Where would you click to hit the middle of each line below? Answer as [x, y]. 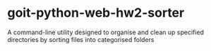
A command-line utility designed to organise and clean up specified [106, 32]
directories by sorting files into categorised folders [81, 39]
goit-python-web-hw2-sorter [96, 13]
